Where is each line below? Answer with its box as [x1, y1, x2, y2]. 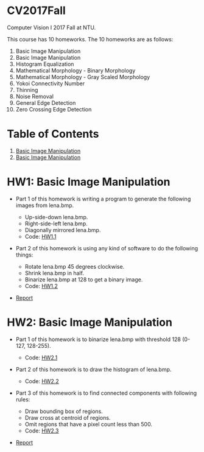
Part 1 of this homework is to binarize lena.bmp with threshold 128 [15, 336, 181, 343]
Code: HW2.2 [24, 377, 60, 384]
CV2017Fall [7, 4, 66, 18]
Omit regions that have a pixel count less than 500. [24, 420, 153, 428]
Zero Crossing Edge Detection [15, 105, 92, 113]
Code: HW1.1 [24, 233, 57, 240]
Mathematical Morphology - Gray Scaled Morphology [15, 73, 150, 80]
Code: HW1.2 [24, 282, 58, 289]
